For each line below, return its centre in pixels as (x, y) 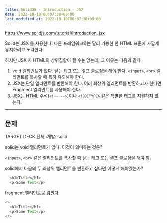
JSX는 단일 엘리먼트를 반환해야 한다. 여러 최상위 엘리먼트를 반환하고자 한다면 (87, 83)
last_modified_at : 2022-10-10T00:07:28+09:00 (53, 19)
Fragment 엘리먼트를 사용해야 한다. (47, 90)
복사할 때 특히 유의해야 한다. (57, 77)
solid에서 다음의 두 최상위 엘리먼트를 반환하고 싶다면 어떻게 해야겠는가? (74, 168)
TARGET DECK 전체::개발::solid (36, 137)
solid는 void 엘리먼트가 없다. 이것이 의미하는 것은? (54, 147)
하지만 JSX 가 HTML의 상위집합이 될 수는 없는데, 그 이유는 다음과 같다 (73, 60)
